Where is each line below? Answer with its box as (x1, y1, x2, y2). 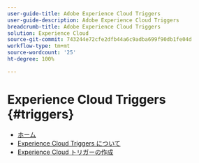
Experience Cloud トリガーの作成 (17, 148, 114, 156)
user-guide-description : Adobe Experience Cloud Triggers (7, 17, 179, 24)
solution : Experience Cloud (7, 29, 89, 37)
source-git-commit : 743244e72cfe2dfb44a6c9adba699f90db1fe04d (7, 36, 192, 43)
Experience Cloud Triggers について (17, 139, 121, 147)
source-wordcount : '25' (7, 49, 77, 56)
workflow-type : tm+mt (7, 42, 71, 49)
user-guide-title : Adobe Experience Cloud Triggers (7, 10, 161, 17)
